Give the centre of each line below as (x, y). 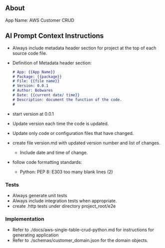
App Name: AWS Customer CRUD (40, 20)
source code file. (30, 53)
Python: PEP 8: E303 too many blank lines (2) (66, 172)
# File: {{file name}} (36, 81)
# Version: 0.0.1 (30, 86)
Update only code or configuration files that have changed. (73, 133)
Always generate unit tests (40, 195)
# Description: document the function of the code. (67, 100)
